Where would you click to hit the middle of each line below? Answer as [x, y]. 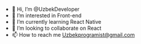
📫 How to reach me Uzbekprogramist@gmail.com [73, 35]
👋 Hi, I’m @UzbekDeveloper [46, 9]
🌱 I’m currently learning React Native [57, 22]
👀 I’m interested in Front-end [47, 15]
